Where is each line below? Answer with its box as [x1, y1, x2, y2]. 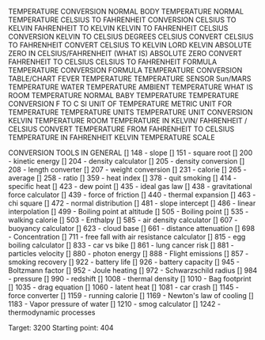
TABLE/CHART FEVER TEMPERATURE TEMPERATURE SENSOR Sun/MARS [8, 74, 252, 83]
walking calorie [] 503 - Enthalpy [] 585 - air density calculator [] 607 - [8, 215, 238, 225]
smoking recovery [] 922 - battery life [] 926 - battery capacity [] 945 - [8, 257, 240, 266]
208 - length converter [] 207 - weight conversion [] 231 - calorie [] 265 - [8, 165, 247, 174]
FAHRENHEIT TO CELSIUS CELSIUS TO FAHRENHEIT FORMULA [8, 57, 218, 66]
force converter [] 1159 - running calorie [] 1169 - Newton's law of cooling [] [8, 291, 255, 300]
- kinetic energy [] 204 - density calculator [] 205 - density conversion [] [8, 157, 245, 165]
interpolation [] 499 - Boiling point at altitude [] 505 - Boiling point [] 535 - [8, 207, 249, 216]
